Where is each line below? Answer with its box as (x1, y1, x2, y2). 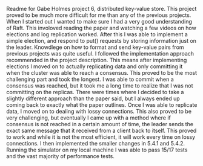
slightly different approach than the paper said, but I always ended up (6, 95, 180, 102)
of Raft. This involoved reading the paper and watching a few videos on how (6, 24, 197, 31)
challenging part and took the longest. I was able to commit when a (6, 75, 174, 83)
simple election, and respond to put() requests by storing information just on (6, 37, 197, 44)
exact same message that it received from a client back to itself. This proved (6, 127, 197, 134)
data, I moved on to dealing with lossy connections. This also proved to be (6, 108, 192, 115)
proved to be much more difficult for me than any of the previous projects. (6, 11, 191, 19)
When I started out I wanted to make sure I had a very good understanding (6, 18, 193, 25)
